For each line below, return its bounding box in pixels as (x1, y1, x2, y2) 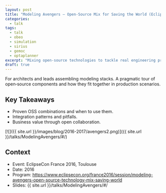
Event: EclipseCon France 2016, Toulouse (12, 161, 97, 167)
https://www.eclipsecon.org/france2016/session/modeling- (32, 171, 153, 178)
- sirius (9, 44, 28, 49)
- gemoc (9, 48, 26, 53)
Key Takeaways (5, 95, 55, 104)
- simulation (9, 39, 37, 44)
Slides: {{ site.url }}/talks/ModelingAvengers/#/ (12, 182, 108, 188)
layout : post (5, 7, 32, 12)
